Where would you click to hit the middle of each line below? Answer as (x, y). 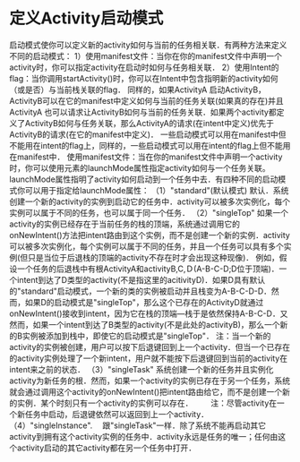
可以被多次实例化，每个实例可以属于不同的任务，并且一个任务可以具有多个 (146, 246)
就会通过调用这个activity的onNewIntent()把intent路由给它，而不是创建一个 (146, 391)
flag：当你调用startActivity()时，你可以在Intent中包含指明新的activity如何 (144, 78)
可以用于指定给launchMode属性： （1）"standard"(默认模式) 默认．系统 (157, 190)
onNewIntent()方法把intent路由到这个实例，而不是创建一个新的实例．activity (150, 235)
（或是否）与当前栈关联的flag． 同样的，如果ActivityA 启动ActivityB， (138, 90)
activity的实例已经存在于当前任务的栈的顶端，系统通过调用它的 (124, 224)
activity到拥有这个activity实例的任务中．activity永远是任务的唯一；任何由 (144, 436)
